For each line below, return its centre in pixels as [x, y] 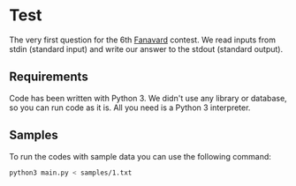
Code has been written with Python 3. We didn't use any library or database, [148, 98]
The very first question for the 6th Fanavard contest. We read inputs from [143, 40]
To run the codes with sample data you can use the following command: [140, 156]
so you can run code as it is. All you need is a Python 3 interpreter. [130, 108]
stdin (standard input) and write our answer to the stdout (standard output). [146, 48]
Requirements [49, 77]
